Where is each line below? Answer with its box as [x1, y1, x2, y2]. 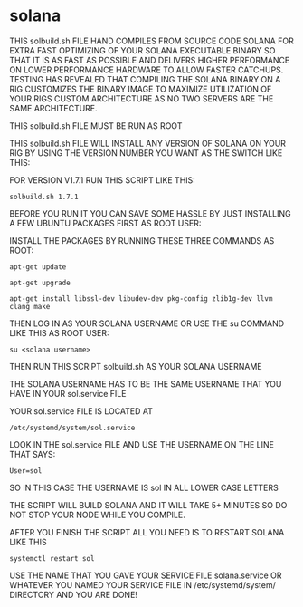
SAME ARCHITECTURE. [9, 102, 98, 113]
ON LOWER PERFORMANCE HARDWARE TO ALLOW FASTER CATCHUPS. [9, 64, 284, 75]
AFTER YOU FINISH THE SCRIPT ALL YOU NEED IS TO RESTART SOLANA [9, 526, 285, 537]
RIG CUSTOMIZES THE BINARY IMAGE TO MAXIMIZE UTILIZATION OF [9, 83, 272, 94]
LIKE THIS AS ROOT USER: [9, 327, 109, 338]
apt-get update [9, 262, 67, 272]
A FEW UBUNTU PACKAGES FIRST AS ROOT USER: [9, 217, 202, 228]
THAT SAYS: [9, 448, 56, 459]
